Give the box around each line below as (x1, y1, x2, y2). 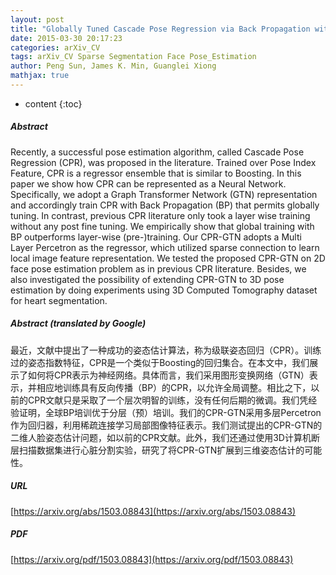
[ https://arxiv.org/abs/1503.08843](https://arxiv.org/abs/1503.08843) (10, 505, 297, 517)
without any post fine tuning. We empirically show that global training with (10, 220, 315, 232)
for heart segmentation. (10, 294, 108, 306)
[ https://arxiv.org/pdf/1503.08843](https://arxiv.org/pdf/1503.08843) (10, 553, 294, 565)
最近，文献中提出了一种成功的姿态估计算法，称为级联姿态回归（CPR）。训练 (10, 344, 322, 356)
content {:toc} (24, 97, 83, 110)
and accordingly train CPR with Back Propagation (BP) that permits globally (10, 199, 320, 211)
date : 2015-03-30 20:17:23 (10, 33, 123, 43)
